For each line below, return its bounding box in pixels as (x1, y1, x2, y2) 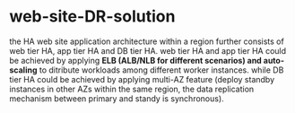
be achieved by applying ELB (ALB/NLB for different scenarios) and (9, 55, 262, 65)
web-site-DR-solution (9, 6, 176, 27)
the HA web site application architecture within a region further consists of (9, 36, 284, 47)
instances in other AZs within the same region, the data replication (9, 83, 255, 94)
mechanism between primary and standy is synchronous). (9, 92, 224, 104)
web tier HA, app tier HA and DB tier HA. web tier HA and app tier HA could (9, 45, 287, 56)
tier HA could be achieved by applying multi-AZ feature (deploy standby (9, 74, 275, 84)
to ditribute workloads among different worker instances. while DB (39, 65, 284, 75)
